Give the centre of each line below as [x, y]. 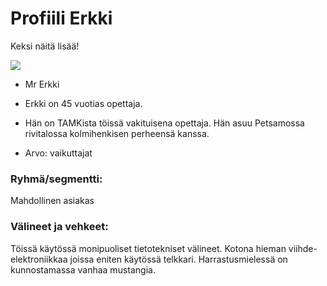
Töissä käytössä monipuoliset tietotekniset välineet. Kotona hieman [148, 248]
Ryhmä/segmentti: [56, 179]
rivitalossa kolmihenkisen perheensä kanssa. [117, 133]
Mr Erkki [42, 84]
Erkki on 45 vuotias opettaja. [83, 103]
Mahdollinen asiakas [52, 201]
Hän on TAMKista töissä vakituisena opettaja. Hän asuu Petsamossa [164, 123]
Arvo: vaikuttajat [58, 153]
